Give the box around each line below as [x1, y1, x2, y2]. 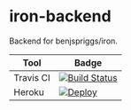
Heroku [13, 86, 44, 98]
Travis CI [13, 71, 50, 83]
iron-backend [9, 6, 112, 27]
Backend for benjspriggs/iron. [9, 35, 118, 46]
